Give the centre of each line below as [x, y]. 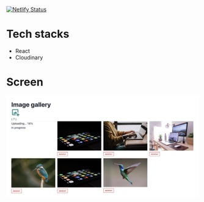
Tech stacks [38, 34]
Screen [25, 82]
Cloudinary [29, 57]
